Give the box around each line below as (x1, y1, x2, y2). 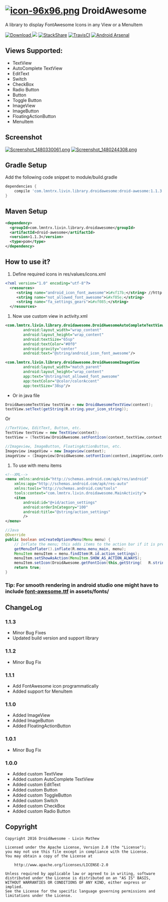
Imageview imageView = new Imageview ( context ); (5, 448, 106, 454)
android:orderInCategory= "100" (23, 504, 88, 509)
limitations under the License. (5, 893, 72, 898)
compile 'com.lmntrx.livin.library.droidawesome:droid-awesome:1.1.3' (14, 189, 164, 194)
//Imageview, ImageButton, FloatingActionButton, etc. (5, 444, 122, 449)
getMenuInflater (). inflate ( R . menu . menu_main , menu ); (14, 546, 126, 552)
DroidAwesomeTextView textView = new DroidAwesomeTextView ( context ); (5, 402, 153, 407)
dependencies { (5, 184, 37, 189)
